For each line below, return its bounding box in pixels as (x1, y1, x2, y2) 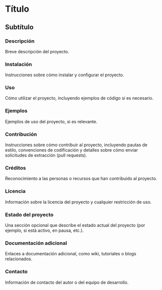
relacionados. (5, 256, 33, 262)
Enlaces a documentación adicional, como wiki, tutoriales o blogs (5, 251, 137, 257)
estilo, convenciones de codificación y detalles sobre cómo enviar (5, 147, 138, 153)
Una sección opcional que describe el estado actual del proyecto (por (5, 222, 145, 228)
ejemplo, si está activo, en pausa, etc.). (5, 227, 84, 233)
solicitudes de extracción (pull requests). (5, 153, 87, 158)
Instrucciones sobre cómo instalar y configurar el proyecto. (5, 72, 124, 78)
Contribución (5, 131, 38, 137)
